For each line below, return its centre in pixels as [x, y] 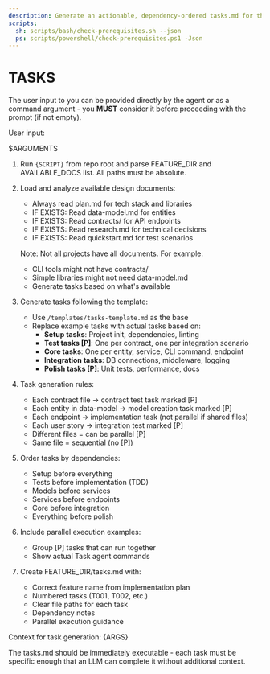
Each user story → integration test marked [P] [107, 425]
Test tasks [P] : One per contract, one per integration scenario [146, 343]
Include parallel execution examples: [80, 532]
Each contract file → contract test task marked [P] [115, 400]
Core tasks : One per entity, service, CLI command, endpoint [144, 351]
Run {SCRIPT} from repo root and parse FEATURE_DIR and [116, 164]
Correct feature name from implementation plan [111, 587]
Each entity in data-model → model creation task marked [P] [132, 409]
